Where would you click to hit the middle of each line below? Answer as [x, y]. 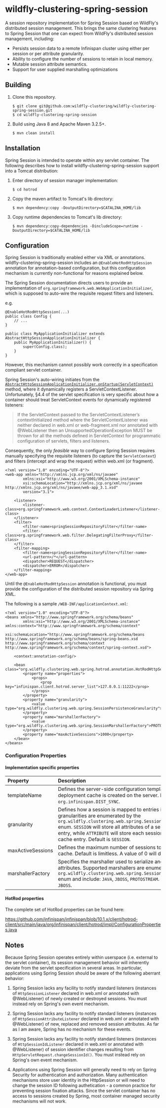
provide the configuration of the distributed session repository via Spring [79, 589]
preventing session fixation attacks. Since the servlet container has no [84, 1091]
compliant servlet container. [34, 370]
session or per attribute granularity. [48, 54]
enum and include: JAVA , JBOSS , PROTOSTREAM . [108, 879]
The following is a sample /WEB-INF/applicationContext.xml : [67, 604]
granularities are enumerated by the [99, 816]
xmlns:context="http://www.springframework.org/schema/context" [73, 626]
